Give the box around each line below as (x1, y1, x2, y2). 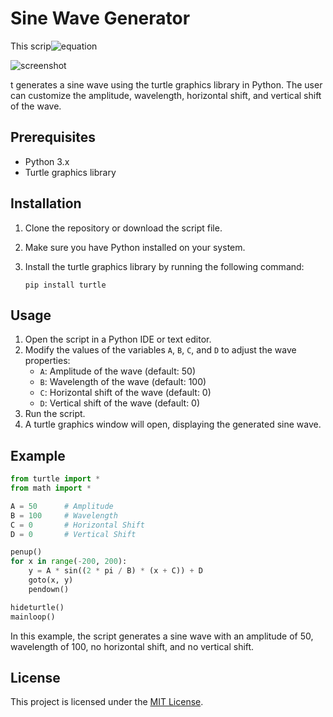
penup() (10, 547, 43, 557)
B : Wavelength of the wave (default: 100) (39, 376, 207, 388)
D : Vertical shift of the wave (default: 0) (39, 397, 201, 409)
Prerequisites (10, 129, 96, 146)
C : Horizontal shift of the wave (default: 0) (39, 387, 212, 399)
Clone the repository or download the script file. (24, 222, 223, 234)
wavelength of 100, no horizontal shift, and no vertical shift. (10, 640, 255, 652)
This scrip (10, 40, 52, 52)
